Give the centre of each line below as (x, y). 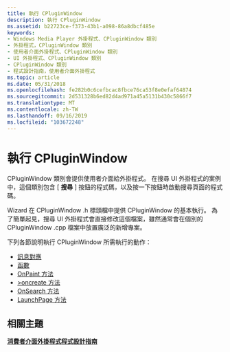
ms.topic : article (33, 77)
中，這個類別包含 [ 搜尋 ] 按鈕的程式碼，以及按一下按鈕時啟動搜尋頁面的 (109, 187)
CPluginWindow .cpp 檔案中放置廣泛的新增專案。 (77, 228)
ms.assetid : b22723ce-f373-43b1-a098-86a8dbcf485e (81, 26)
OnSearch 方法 (38, 291)
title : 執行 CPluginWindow (45, 13)
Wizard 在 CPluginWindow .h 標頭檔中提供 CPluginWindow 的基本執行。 (109, 210)
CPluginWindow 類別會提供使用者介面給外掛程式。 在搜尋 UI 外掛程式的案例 (114, 179)
